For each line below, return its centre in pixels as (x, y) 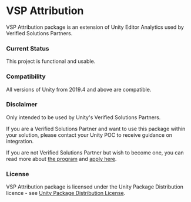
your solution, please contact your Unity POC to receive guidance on (89, 135)
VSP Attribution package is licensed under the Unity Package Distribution (95, 187)
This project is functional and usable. (51, 61)
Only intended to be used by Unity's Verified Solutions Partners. (83, 117)
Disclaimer (22, 105)
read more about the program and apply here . (61, 159)
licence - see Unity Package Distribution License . (66, 193)
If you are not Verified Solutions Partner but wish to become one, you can (95, 152)
